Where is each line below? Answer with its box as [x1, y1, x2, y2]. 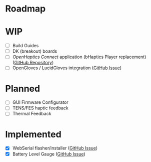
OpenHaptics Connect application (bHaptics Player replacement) [12, 54, 146, 60]
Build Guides [12, 43, 39, 49]
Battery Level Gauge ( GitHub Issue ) [12, 151, 86, 157]
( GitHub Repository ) [12, 60, 54, 66]
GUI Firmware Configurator [12, 99, 68, 105]
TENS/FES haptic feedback [12, 105, 68, 111]
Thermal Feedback [12, 111, 51, 117]
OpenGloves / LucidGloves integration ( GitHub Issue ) [12, 65, 121, 71]
